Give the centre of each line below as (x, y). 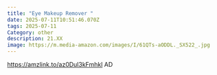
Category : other (30, 32)
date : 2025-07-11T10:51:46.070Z (53, 20)
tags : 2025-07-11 (32, 26)
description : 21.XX (35, 39)
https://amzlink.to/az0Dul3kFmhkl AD (60, 64)
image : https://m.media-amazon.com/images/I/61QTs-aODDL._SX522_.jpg (109, 45)
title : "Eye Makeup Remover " (50, 13)
